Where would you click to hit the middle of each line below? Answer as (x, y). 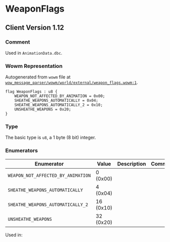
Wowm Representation (34, 66)
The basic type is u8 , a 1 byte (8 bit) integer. (51, 138)
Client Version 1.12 (35, 28)
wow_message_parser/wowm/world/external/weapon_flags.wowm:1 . (72, 83)
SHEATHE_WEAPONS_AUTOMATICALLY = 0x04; (56, 101)
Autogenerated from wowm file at (38, 77)
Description (132, 164)
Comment (18, 42)
